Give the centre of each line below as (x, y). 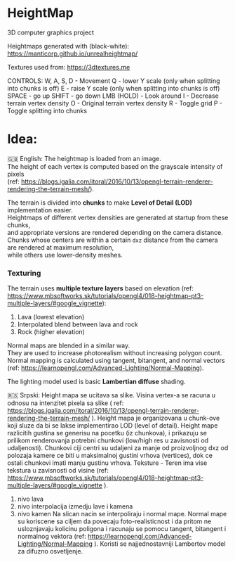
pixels (16, 174)
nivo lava (31, 499)
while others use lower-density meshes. (65, 255)
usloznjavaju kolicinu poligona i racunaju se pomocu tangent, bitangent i (122, 529)
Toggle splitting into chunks (47, 110)
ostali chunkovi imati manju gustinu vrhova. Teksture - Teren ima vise (107, 463)
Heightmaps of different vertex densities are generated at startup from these (118, 217)
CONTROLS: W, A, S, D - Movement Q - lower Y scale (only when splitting (114, 81)
